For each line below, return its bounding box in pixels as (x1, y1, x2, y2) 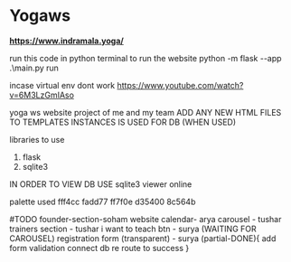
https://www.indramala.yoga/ (9, 35, 125, 46)
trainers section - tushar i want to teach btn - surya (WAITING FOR (9, 223, 257, 234)
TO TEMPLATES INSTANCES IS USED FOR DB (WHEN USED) (9, 117, 237, 127)
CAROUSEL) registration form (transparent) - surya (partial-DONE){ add (9, 232, 277, 244)
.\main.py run (9, 62, 59, 73)
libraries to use (9, 134, 65, 145)
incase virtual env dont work (9, 80, 116, 90)
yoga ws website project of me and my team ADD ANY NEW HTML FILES (9, 107, 282, 117)
